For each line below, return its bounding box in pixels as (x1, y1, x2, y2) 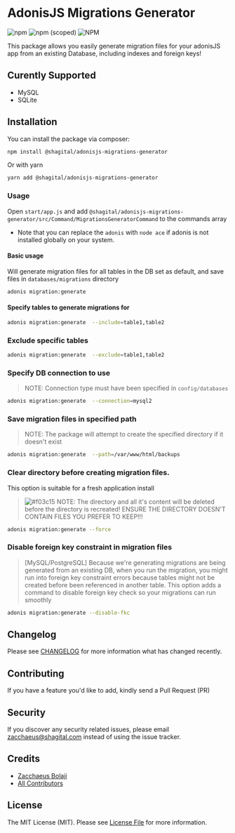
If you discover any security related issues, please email (7, 725, 170, 734)
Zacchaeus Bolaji (17, 771, 67, 780)
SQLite (17, 95, 37, 104)
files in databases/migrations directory (7, 274, 119, 283)
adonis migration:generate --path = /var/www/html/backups (7, 451, 180, 458)
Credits (7, 753, 41, 765)
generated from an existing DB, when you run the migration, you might (24, 566, 228, 574)
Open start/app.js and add (7, 207, 88, 215)
